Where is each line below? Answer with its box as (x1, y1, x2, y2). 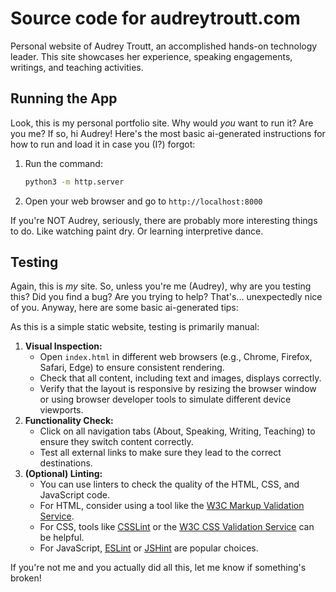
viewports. (39, 404, 84, 416)
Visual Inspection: (24, 340, 103, 352)
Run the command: (24, 157, 103, 169)
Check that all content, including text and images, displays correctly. (39, 372, 322, 384)
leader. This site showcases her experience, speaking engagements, (10, 50, 293, 62)
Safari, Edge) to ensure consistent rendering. (39, 362, 225, 374)
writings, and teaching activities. (10, 61, 144, 73)
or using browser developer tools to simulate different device (39, 393, 292, 406)
